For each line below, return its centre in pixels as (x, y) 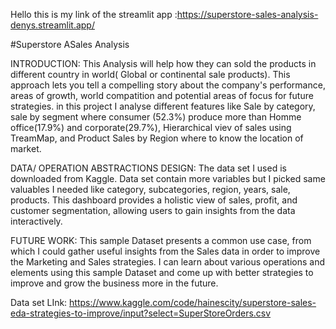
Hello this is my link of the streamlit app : (94, 14)
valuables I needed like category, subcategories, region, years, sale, (150, 189)
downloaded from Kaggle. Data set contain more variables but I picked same (168, 178)
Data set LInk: (39, 302)
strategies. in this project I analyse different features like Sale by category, (163, 106)
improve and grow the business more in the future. (114, 283)
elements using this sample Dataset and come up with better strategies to (162, 272)
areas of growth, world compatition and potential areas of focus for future (162, 95)
